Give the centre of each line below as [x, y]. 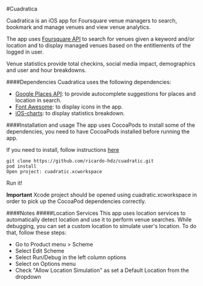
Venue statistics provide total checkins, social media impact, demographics [101, 64]
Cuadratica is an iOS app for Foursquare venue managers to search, [92, 20]
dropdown [28, 277]
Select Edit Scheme [40, 251]
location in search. [38, 100]
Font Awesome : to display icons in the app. [69, 107]
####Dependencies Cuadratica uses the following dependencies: [89, 82]
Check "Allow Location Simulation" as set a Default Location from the [102, 270]
